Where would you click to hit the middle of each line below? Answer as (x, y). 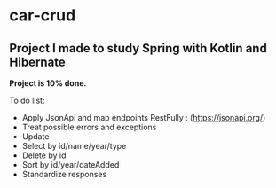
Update (35, 137)
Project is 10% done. (48, 83)
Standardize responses (64, 174)
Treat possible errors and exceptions (89, 127)
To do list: (27, 100)
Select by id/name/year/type (74, 146)
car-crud (43, 16)
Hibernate (38, 62)
